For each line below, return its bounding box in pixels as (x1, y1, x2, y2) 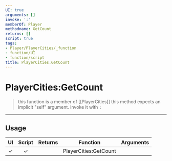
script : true (5, 36, 33, 41)
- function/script (5, 55, 45, 60)
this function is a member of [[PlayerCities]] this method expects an (17, 99, 161, 105)
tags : (5, 41, 17, 46)
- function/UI (5, 50, 36, 55)
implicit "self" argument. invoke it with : (17, 104, 102, 110)
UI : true (5, 7, 24, 13)
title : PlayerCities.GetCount (5, 60, 70, 65)
